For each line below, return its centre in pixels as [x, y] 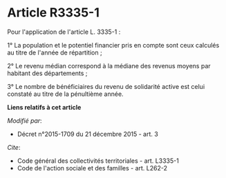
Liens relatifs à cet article [44, 107]
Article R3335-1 [54, 13]
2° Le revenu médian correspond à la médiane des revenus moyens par [109, 66]
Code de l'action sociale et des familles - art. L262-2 [92, 168]
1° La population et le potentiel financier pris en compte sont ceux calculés [113, 45]
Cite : [14, 147]
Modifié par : [25, 120]
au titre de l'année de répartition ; [55, 52]
